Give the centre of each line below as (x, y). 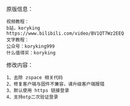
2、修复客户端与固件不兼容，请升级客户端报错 (56, 84)
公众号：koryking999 (31, 46)
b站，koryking (23, 28)
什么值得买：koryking (31, 53)
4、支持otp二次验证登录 (32, 97)
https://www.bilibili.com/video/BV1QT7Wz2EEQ (65, 34)
